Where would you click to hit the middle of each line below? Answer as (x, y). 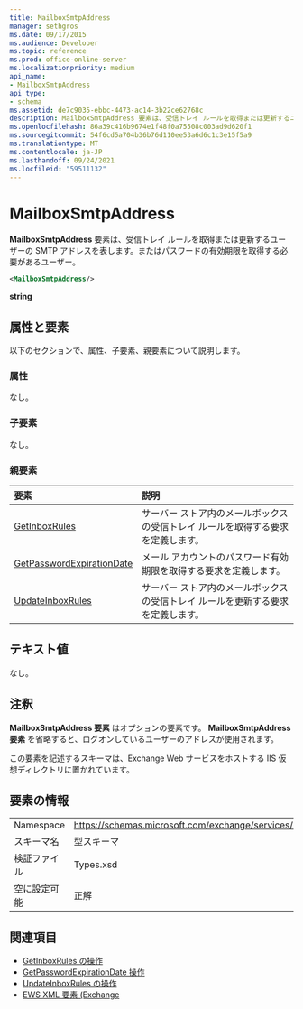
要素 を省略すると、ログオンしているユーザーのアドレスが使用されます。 (144, 739)
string (21, 296)
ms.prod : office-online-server (68, 60)
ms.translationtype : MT (54, 143)
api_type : (28, 93)
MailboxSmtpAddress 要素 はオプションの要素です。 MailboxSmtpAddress (150, 727)
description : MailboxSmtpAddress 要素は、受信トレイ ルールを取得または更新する (150, 118)
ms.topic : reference (48, 51)
